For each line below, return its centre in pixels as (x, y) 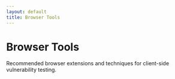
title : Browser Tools (33, 17)
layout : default (26, 12)
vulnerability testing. (31, 70)
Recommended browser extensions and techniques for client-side (88, 63)
